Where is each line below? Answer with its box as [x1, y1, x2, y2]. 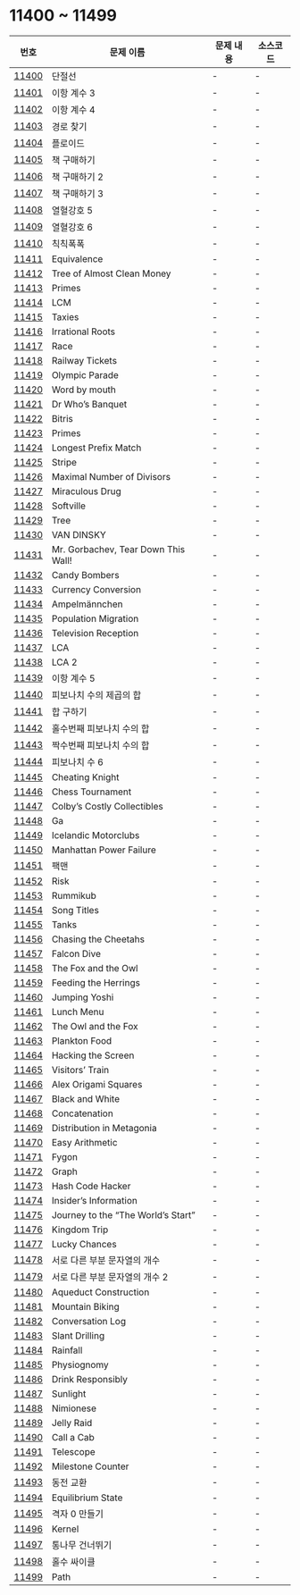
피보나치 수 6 [51, 756, 104, 768]
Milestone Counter [51, 1460, 129, 1473]
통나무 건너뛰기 [51, 1539, 112, 1551]
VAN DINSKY [51, 528, 106, 541]
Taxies [51, 310, 79, 323]
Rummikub [51, 889, 96, 902]
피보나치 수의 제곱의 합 [51, 689, 141, 701]
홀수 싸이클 [51, 1556, 96, 1568]
